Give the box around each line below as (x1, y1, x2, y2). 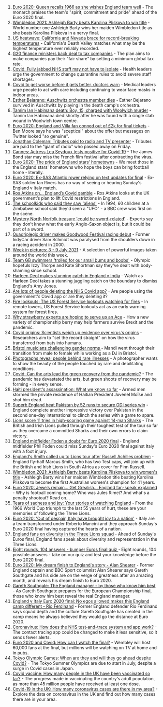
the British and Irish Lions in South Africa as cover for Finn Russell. (12, 464, 146, 470)
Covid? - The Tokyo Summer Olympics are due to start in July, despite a (12, 660, 156, 666)
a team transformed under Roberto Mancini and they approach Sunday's (12, 521, 157, 527)
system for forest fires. (12, 309, 59, 315)
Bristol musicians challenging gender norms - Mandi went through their (12, 345, 155, 351)
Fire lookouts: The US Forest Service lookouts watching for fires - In (12, 299, 148, 304)
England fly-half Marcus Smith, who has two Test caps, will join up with (12, 459, 155, 464)
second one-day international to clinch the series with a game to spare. (12, 412, 155, 418)
